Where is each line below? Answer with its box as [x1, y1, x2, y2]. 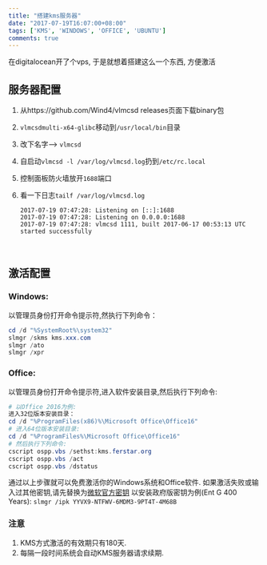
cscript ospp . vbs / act [8, 455, 84, 463]
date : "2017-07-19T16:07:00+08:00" [8, 19, 127, 27]
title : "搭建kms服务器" [8, 11, 82, 20]
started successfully [19, 227, 92, 236]
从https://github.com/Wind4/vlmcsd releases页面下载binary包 [19, 106, 225, 115]
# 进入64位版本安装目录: [8, 425, 80, 433]
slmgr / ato [8, 341, 45, 349]
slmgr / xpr [8, 349, 45, 357]
